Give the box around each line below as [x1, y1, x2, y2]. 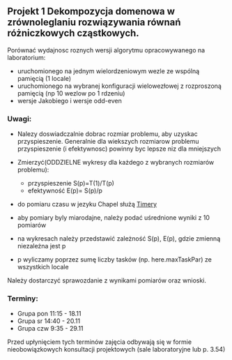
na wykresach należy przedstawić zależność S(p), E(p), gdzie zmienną [17, 234, 221, 243]
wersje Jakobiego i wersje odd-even [17, 96, 122, 105]
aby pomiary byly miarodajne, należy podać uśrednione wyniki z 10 [17, 213, 210, 222]
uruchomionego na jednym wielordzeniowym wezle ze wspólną [17, 66, 200, 75]
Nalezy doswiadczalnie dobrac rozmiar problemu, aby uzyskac [17, 130, 198, 138]
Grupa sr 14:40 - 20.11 [17, 317, 81, 325]
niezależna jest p [17, 242, 66, 250]
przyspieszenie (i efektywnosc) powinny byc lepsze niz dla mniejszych [17, 144, 222, 153]
